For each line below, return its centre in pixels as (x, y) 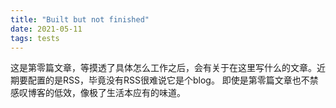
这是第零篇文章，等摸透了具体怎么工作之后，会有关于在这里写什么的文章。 (163, 68)
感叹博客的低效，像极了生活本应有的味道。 (98, 93)
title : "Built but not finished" (80, 19)
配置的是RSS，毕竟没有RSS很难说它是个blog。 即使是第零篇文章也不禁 (173, 80)
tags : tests (35, 38)
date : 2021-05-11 (46, 29)
